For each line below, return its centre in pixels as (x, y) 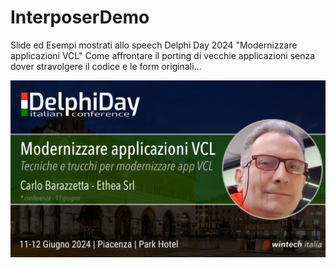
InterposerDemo (80, 17)
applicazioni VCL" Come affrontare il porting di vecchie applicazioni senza (163, 55)
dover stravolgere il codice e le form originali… (106, 66)
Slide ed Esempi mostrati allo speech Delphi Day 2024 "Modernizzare (154, 45)
